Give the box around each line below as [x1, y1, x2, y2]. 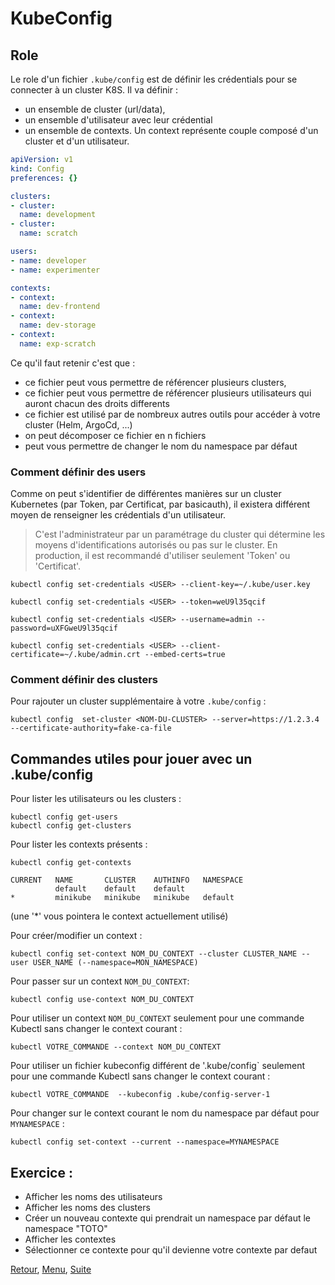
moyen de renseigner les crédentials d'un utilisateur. [10, 509, 227, 521]
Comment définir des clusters [10, 672, 158, 686]
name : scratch [19, 228, 78, 239]
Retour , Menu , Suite [10, 1263, 92, 1275]
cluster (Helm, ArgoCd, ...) [24, 418, 133, 431]
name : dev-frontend [19, 302, 101, 312]
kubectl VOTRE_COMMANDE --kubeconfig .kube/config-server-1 [10, 1090, 271, 1100]
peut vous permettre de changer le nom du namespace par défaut [24, 440, 298, 452]
